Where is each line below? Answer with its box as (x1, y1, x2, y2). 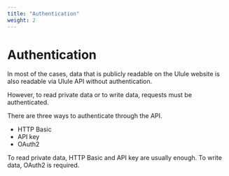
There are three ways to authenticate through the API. (7, 112, 162, 120)
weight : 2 (7, 17, 36, 24)
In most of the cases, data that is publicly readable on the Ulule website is (7, 70, 221, 78)
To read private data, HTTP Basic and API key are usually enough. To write (7, 154, 223, 162)
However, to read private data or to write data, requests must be (7, 91, 193, 99)
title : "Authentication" (7, 10, 80, 17)
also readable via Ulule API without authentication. (7, 78, 153, 86)
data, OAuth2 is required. (7, 161, 80, 170)
